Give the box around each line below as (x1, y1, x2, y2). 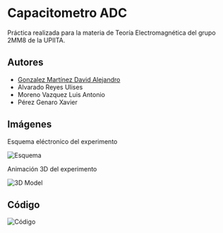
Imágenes (7, 118, 52, 130)
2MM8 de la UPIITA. (7, 35, 66, 44)
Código (7, 198, 40, 210)
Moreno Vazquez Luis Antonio (17, 90, 106, 98)
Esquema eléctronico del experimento (7, 137, 118, 146)
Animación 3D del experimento (7, 164, 97, 173)
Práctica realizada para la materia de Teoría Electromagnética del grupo (7, 28, 217, 37)
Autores (7, 57, 44, 69)
